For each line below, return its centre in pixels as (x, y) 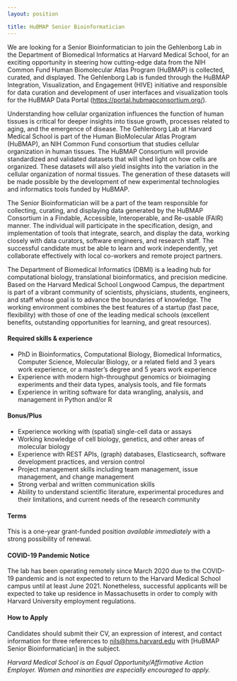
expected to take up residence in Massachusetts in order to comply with (112, 594)
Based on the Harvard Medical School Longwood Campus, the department (116, 284)
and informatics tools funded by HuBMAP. (69, 189)
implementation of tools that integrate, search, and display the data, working (118, 233)
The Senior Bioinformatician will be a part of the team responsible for (108, 202)
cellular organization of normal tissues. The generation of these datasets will (119, 174)
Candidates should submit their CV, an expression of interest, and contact (115, 633)
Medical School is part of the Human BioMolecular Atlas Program (102, 136)
